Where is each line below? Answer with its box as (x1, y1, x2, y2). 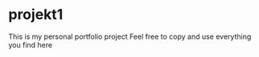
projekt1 (8, 6, 64, 24)
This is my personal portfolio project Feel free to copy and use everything (8, 32, 252, 41)
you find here (8, 40, 53, 49)
